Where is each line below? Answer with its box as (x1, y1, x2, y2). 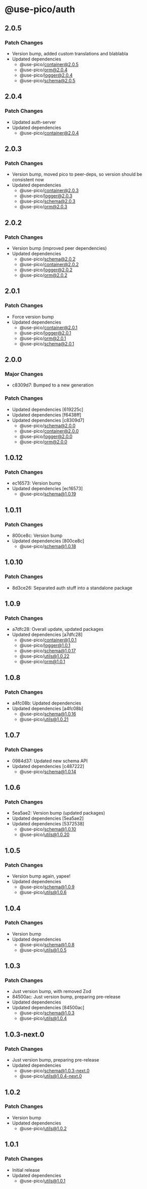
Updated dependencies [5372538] (12, 821, 84, 827)
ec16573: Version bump (12, 480, 61, 486)
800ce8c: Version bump (12, 532, 63, 538)
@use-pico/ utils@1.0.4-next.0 (19, 1073, 82, 1079)
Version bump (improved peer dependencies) (12, 245, 107, 251)
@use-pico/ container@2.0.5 (19, 61, 79, 67)
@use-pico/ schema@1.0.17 (19, 648, 76, 654)
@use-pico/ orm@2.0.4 (19, 67, 68, 73)
